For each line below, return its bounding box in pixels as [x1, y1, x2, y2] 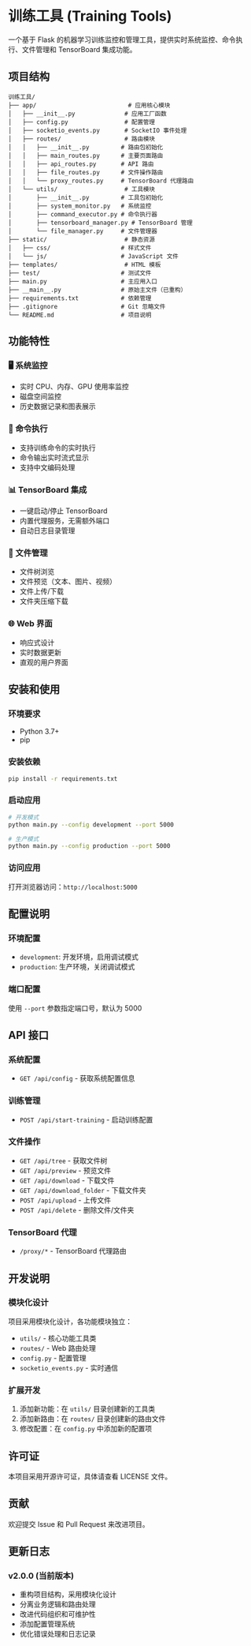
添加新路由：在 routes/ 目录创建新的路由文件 [19, 1414, 166, 1423]
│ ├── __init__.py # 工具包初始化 [8, 193, 164, 201]
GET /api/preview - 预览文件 [19, 1165, 112, 1175]
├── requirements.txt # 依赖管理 [8, 294, 152, 302]
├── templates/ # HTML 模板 [8, 261, 161, 268]
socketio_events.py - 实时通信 [19, 1363, 118, 1372]
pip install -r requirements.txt [8, 774, 118, 782]
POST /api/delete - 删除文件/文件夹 [19, 1205, 135, 1214]
